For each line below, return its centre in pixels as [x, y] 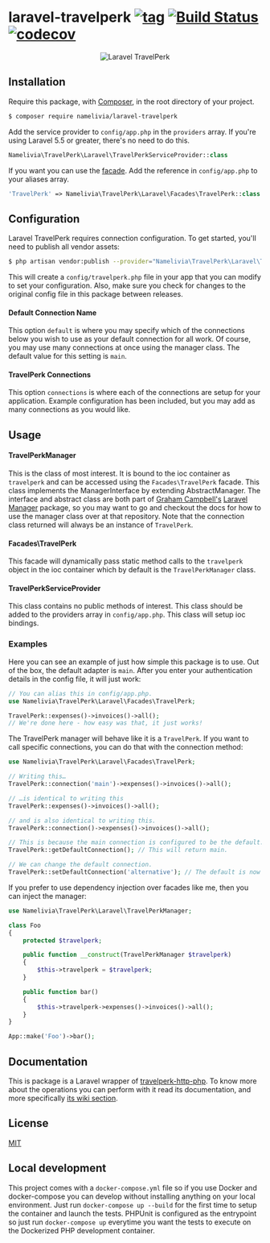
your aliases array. [39, 179]
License [29, 1123]
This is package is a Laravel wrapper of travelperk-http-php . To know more [133, 1081]
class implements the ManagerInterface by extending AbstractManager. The [135, 491]
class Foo [25, 925]
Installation [37, 82]
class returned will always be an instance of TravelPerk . [101, 525]
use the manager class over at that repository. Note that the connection [127, 517]
